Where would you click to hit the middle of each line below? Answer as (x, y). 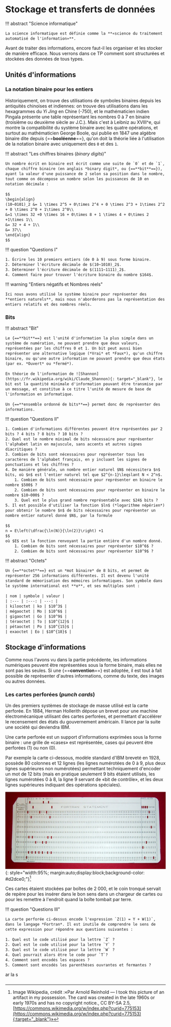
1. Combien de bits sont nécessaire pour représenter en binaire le (89, 480)
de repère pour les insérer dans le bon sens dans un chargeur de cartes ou (84, 894)
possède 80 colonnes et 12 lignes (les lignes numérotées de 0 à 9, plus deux (85, 763)
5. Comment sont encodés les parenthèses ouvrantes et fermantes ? (78, 965)
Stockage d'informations (46, 647)
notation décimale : (27, 184)
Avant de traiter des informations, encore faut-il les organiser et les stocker (84, 48)
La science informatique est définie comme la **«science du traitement (84, 33)
